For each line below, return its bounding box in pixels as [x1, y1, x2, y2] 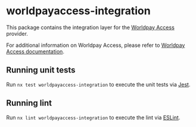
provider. [6, 30, 29, 37]
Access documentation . [6, 47, 64, 55]
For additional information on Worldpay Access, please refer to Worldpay [6, 42, 185, 49]
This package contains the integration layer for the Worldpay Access [6, 24, 175, 31]
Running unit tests [6, 65, 76, 75]
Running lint [6, 98, 52, 108]
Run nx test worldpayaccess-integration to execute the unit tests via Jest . [6, 81, 191, 88]
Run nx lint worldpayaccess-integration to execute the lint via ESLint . [6, 114, 181, 121]
